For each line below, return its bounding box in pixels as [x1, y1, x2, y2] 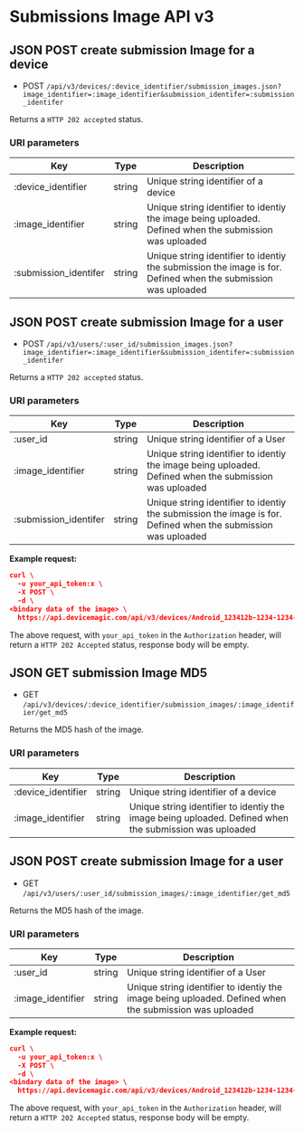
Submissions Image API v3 [9, 6, 214, 27]
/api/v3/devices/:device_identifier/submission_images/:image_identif [22, 700, 295, 709]
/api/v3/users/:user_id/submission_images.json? [46, 340, 233, 349]
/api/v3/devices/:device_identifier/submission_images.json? [46, 82, 282, 91]
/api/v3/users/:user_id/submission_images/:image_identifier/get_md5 [22, 889, 291, 898]
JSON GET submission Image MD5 [9, 665, 208, 680]
